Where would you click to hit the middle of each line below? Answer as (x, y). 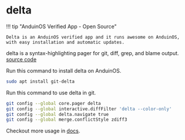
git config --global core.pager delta (53, 103)
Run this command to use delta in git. (51, 93)
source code (21, 59)
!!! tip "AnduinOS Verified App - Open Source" (62, 26)
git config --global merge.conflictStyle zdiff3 (67, 120)
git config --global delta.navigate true (58, 114)
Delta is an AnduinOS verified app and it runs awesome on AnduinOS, (93, 37)
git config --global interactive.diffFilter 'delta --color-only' (89, 109)
